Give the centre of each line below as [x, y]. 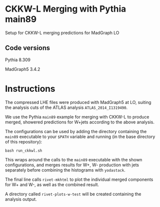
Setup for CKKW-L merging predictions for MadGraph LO [62, 33]
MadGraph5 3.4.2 [23, 69]
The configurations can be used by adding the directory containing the [76, 131]
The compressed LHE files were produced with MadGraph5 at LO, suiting [78, 102]
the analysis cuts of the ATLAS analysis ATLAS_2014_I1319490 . [66, 107]
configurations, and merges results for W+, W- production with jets [72, 165]
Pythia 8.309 [18, 60]
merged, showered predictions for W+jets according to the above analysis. [80, 122]
